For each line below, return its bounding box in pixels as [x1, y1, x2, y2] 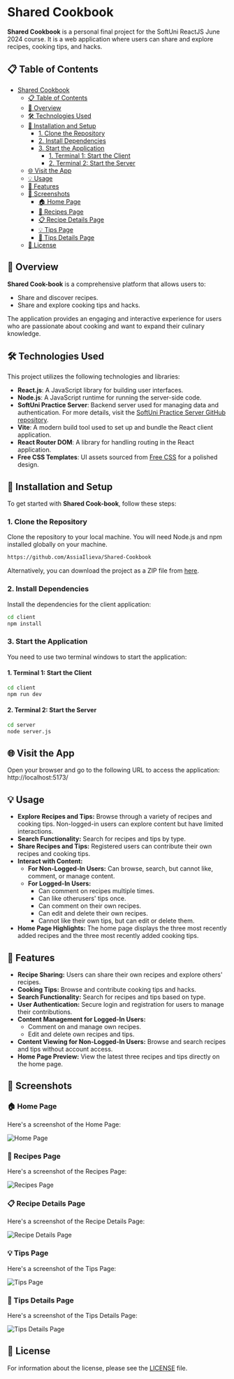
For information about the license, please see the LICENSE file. [7, 1364, 188, 1372]
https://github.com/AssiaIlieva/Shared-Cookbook [7, 554, 152, 561]
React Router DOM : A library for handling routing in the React [17, 438, 194, 447]
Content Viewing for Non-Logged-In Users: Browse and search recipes [17, 1038, 226, 1046]
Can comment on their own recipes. [38, 902, 142, 910]
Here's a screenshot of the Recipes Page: [7, 1167, 127, 1176]
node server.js [7, 728, 52, 735]
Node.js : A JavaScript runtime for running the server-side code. [17, 393, 202, 402]
